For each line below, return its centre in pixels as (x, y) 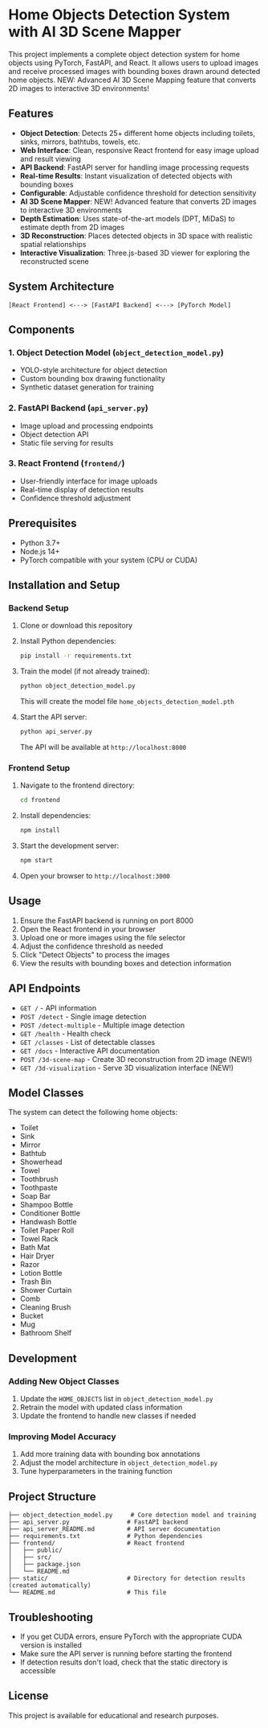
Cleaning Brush (45, 1307)
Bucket (32, 1316)
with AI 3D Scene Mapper (95, 32)
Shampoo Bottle (47, 1205)
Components (41, 329)
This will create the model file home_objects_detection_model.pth (127, 701)
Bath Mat (35, 1248)
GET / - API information (58, 1008)
